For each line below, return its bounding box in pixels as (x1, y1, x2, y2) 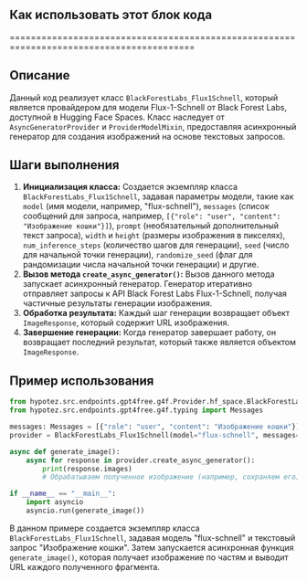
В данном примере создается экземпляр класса (9, 523, 200, 533)
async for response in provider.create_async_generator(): (26, 456, 256, 465)
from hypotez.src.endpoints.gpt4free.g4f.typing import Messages (9, 406, 263, 415)
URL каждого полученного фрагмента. (9, 561, 160, 572)
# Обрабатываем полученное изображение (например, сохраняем (42, 472, 281, 482)
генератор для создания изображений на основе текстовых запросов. (9, 131, 286, 142)
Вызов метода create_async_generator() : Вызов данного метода (22, 269, 276, 280)
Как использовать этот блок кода (9, 7, 213, 23)
